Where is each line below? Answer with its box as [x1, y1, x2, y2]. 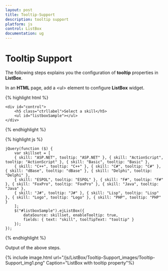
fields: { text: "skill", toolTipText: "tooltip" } [23, 217, 135, 222]
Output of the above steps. [5, 244, 61, 251]
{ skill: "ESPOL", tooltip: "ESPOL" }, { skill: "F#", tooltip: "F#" [14, 177, 164, 182]
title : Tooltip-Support [5, 12, 55, 17]
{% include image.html [5, 254, 52, 260]
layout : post [5, 7, 33, 13]
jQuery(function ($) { [5, 146, 53, 151]
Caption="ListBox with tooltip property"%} [46, 259, 135, 266]
